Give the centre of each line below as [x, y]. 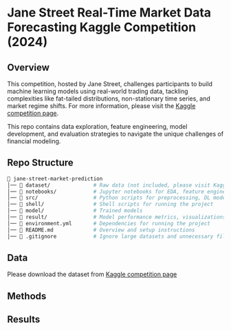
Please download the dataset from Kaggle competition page [92, 274]
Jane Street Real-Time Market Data [109, 13]
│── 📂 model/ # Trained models [75, 211]
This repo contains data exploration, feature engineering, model [97, 126]
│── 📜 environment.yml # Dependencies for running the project [109, 223]
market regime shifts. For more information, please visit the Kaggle [101, 106]
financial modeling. [34, 141]
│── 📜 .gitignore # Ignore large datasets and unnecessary [110, 236]
